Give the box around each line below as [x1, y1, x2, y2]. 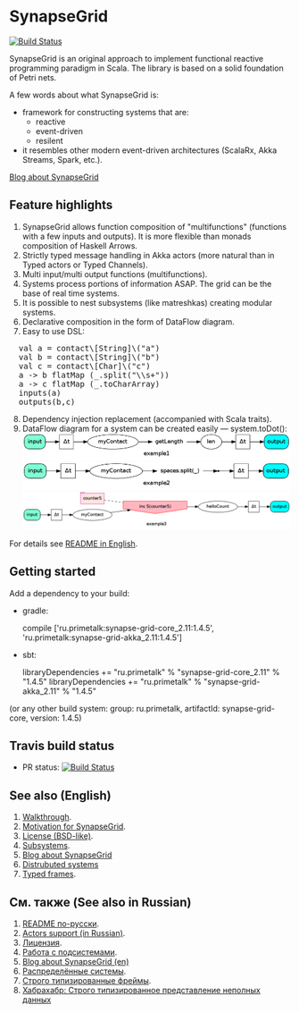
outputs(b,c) [18, 396, 76, 407]
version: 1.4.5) [29, 713, 82, 723]
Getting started [9, 564, 96, 579]
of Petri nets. [9, 72, 57, 82]
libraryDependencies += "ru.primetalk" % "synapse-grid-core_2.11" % [21, 666, 280, 677]
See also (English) [9, 788, 112, 803]
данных [21, 994, 52, 1005]
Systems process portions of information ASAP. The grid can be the [21, 278, 272, 289]
